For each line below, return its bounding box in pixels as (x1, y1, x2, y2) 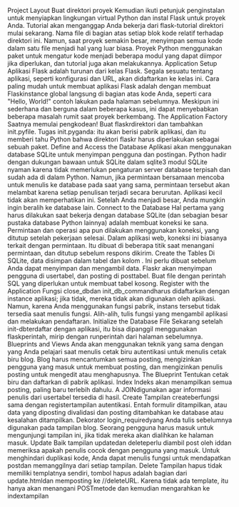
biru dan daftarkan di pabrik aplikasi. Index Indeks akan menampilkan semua (7, 378, 233, 386)
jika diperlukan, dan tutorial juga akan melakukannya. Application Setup (7, 59, 218, 67)
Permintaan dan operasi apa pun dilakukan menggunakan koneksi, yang (7, 226, 220, 234)
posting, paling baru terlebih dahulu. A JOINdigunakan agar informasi (7, 386, 211, 393)
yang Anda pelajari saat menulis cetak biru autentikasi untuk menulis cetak (7, 348, 227, 356)
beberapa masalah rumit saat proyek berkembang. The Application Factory (7, 112, 228, 121)
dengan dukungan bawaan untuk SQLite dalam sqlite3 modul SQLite (7, 158, 208, 166)
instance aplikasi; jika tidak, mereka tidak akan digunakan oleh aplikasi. (7, 294, 216, 303)
